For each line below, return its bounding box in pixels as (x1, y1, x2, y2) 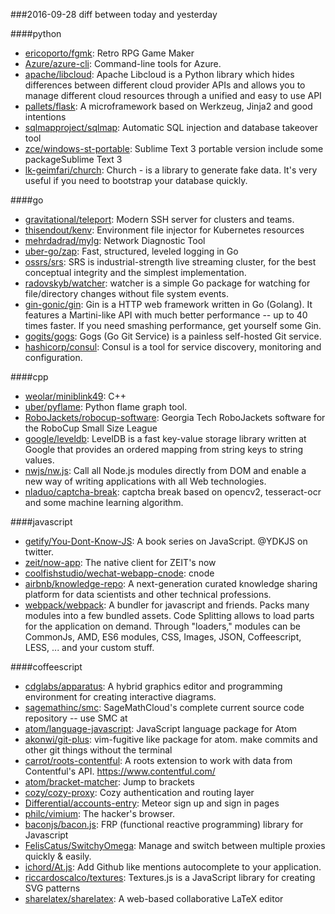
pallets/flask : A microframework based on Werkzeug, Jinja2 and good (24, 100, 313, 112)
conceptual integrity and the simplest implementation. (24, 267, 247, 278)
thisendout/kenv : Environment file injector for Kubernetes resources (24, 224, 305, 236)
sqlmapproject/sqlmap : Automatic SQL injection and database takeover (24, 122, 319, 133)
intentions (24, 111, 67, 123)
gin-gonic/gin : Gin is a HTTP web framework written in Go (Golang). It (24, 299, 313, 310)
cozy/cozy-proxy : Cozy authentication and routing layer (24, 787, 255, 798)
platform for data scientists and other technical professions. (24, 589, 272, 600)
